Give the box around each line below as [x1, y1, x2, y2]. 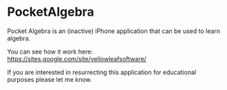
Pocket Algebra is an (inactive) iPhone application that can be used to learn [7, 27, 221, 35]
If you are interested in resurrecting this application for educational [7, 68, 197, 76]
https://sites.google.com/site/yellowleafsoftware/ [7, 54, 147, 63]
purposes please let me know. [7, 75, 92, 83]
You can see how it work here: [7, 47, 94, 56]
